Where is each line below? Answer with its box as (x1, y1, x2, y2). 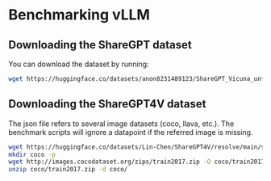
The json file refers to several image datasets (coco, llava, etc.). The (8, 119, 235, 128)
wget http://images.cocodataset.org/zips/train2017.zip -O (8, 158, 211, 166)
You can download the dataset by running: (8, 59, 149, 69)
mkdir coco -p (8, 150, 56, 158)
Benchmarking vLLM (8, 6, 151, 24)
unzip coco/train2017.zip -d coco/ (8, 166, 128, 174)
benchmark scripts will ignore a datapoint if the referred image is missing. (8, 127, 253, 137)
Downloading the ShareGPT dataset (8, 38, 192, 52)
